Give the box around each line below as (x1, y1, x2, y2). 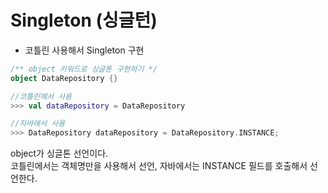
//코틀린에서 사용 (10, 91, 73, 101)
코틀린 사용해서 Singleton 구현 (24, 44, 145, 56)
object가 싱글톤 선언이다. (10, 147, 109, 160)
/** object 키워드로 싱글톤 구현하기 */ (10, 64, 158, 74)
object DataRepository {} (10, 73, 118, 83)
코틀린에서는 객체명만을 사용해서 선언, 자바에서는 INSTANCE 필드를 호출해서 (10, 160, 308, 172)
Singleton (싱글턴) (10, 9, 158, 32)
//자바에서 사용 (10, 119, 66, 129)
